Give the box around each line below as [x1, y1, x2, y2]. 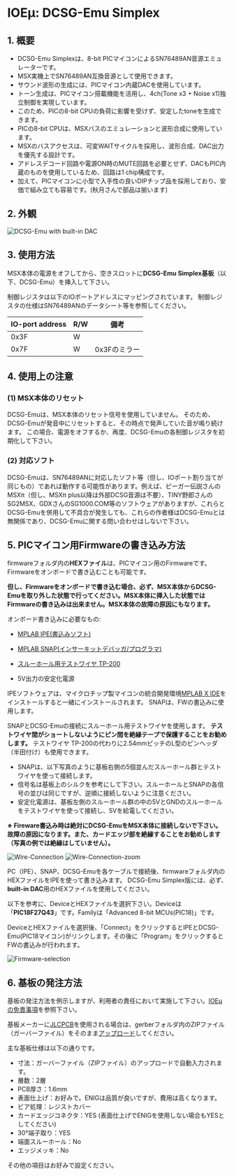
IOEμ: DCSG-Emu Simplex [7, 5, 161, 21]
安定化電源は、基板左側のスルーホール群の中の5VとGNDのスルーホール [17, 798, 223, 806]
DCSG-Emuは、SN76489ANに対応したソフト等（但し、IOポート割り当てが [7, 473, 224, 481]
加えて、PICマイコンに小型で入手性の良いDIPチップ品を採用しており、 [17, 177, 220, 185]
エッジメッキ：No [17, 1146, 69, 1155]
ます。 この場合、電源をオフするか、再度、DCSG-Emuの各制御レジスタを [7, 428, 219, 437]
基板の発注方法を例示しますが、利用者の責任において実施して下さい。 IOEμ [7, 997, 222, 1005]
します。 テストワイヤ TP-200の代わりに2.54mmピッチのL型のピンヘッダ [7, 739, 218, 748]
